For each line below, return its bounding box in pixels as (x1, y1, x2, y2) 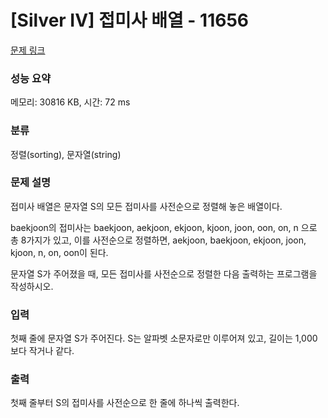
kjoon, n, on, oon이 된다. (10, 246, 109, 258)
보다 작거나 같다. (10, 345, 75, 357)
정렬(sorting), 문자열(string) (10, 148, 122, 160)
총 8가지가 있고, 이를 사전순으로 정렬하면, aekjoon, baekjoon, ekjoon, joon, (10, 234, 307, 246)
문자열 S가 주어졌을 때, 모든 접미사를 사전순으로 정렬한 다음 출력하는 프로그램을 (10, 267, 318, 280)
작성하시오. (10, 280, 54, 292)
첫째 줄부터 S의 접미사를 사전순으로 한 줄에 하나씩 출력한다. (10, 397, 240, 409)
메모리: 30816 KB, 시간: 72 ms (10, 96, 131, 108)
